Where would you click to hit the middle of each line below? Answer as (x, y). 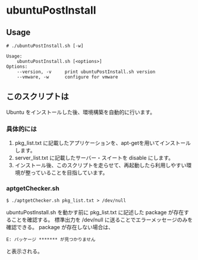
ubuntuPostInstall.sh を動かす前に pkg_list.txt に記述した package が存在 (95, 213)
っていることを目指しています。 (69, 173)
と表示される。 (24, 251)
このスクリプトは (37, 96)
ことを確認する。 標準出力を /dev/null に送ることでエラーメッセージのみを (102, 220)
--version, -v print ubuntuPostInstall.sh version (86, 72)
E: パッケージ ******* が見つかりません (51, 240)
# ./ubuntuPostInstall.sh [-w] (45, 46)
